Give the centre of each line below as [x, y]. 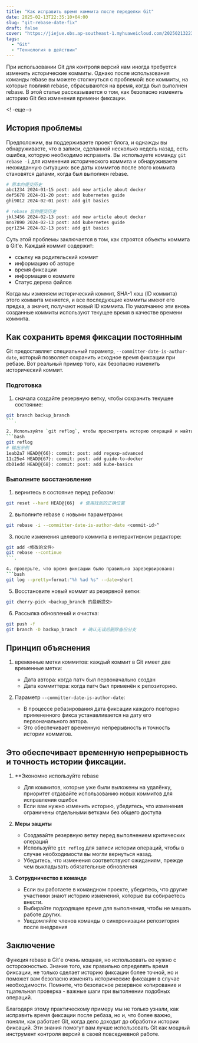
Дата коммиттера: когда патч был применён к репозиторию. [100, 686]
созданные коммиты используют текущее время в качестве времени [94, 312]
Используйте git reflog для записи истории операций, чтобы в [104, 848]
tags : [13, 39]
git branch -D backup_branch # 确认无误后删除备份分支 [71, 629]
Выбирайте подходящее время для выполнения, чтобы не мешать [107, 908]
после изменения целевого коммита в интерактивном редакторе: [98, 536]
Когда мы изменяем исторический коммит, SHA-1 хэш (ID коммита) [92, 293]
